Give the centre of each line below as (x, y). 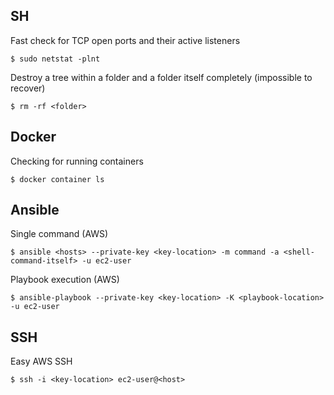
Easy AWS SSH (41, 361)
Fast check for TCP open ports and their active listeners (125, 40)
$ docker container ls (57, 179)
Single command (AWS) (59, 234)
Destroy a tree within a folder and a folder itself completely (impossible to (161, 77)
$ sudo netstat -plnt (55, 59)
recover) (28, 88)
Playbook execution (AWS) (65, 280)
